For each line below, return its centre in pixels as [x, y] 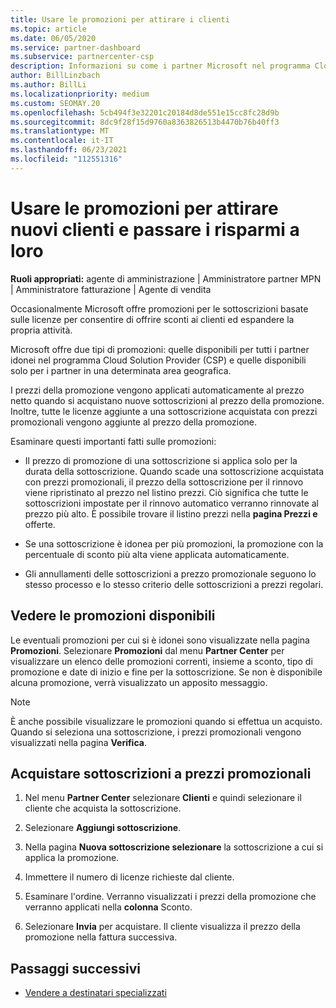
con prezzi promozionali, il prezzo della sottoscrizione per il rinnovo [164, 482]
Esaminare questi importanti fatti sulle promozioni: [113, 441]
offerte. [40, 524]
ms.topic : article [48, 29]
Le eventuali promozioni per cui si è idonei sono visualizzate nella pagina [160, 640]
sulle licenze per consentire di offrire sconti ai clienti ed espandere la [152, 319]
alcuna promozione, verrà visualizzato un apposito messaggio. [139, 682]
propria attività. [41, 330]
